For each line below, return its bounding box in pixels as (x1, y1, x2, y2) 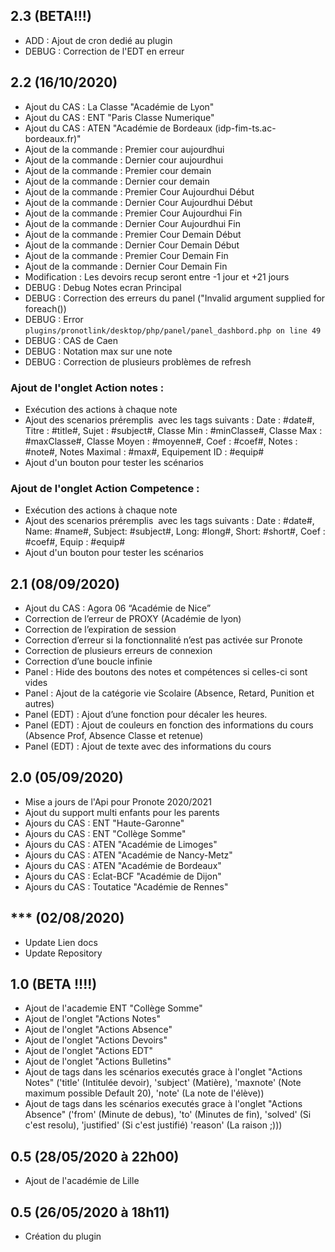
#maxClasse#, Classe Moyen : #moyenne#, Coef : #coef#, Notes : (24, 435, 298, 447)
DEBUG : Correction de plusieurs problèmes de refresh (24, 355, 252, 368)
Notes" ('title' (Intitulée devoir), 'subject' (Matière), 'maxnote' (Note (24, 1077, 302, 1089)
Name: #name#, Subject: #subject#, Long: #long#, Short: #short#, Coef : (24, 525, 326, 538)
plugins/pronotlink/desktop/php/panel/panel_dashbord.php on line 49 (24, 325, 322, 336)
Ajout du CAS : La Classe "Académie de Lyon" (24, 100, 215, 113)
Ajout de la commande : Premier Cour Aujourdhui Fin (24, 207, 243, 219)
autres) (24, 698, 55, 710)
